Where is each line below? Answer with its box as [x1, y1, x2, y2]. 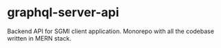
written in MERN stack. [7, 34, 72, 42]
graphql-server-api [7, 5, 119, 20]
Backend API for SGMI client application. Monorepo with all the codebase [7, 27, 215, 35]
